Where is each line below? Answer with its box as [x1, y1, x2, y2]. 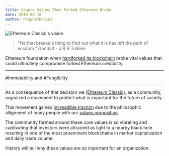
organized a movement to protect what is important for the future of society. [5, 95, 163, 101]
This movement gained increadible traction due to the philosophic [5, 104, 142, 110]
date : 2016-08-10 [5, 12, 42, 17]
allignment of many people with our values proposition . [5, 110, 119, 116]
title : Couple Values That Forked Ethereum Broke [5, 7, 112, 13]
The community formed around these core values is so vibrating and [5, 119, 147, 125]
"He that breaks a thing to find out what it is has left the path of [17, 40, 148, 46]
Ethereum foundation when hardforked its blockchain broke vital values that [5, 55, 162, 61]
